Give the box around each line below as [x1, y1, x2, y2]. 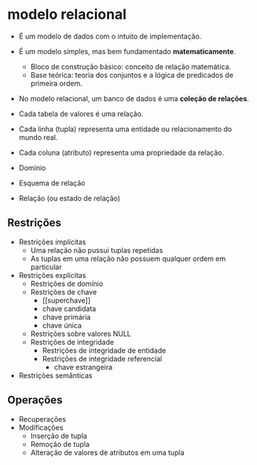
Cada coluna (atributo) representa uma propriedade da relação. [18, 148, 225, 157]
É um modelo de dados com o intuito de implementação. [18, 31, 202, 41]
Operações [7, 394, 63, 407]
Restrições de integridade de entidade [42, 346, 167, 355]
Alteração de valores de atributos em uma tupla [30, 448, 185, 457]
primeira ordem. [30, 79, 83, 88]
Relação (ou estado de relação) [18, 193, 121, 203]
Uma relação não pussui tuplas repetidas [30, 245, 163, 254]
